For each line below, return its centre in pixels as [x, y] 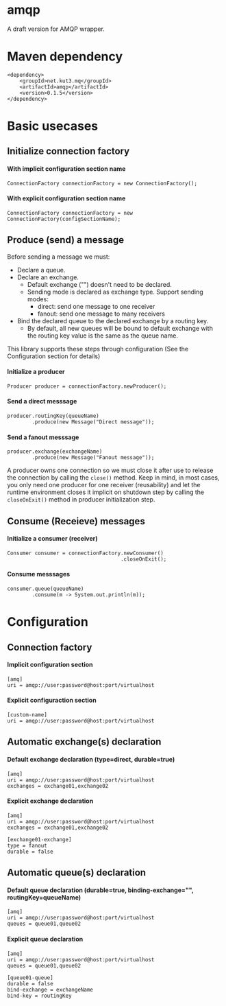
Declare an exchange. [48, 277]
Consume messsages [39, 574]
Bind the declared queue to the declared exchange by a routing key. [113, 320]
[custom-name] [27, 715]
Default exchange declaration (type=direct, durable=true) [91, 760]
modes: [38, 299]
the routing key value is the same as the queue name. [102, 336]
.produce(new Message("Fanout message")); [93, 458]
